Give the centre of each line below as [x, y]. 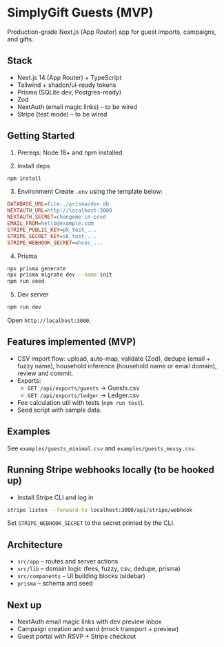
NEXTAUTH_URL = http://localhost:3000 [60, 211]
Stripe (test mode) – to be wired [62, 114]
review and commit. [45, 373]
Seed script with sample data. [59, 410]
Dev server [33, 295]
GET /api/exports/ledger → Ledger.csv [83, 395]
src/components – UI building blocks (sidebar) [81, 576]
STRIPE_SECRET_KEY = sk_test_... [52, 236]
